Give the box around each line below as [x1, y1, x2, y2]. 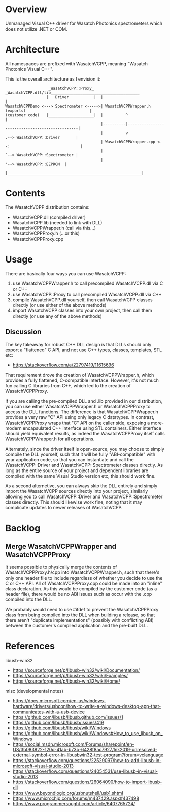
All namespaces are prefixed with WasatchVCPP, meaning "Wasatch [5, 60, 148, 67]
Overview [5, 4, 47, 15]
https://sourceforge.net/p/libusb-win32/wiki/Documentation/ [12, 667, 140, 673]
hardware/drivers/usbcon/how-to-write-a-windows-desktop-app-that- [12, 703, 161, 709]
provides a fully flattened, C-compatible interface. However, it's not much [5, 377, 159, 383]
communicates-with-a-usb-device [12, 709, 85, 715]
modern [5, 425, 22, 431]
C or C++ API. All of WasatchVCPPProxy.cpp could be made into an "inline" [5, 580, 162, 586]
